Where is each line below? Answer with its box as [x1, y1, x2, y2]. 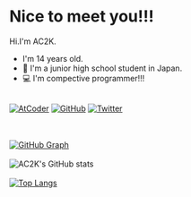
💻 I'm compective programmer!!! [22, 73, 145, 83]
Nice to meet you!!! [9, 6, 154, 27]
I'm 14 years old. [22, 53, 83, 64]
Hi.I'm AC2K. [9, 36, 56, 47]
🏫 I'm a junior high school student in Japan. [22, 63, 183, 73]
